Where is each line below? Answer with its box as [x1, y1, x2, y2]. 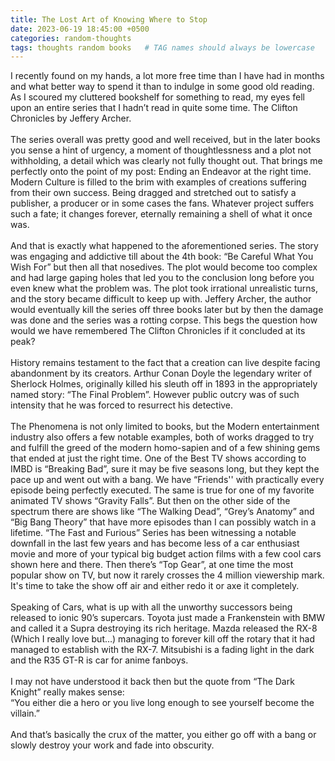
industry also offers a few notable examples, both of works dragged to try [10, 431, 315, 443]
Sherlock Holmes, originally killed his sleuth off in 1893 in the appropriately [10, 378, 318, 390]
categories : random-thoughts [10, 33, 132, 43]
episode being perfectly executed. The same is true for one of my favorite [10, 484, 315, 496]
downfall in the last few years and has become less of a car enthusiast [10, 537, 300, 550]
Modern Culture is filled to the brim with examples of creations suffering [10, 176, 307, 188]
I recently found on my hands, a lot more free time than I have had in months [10, 70, 325, 82]
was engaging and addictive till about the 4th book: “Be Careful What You [10, 251, 314, 263]
